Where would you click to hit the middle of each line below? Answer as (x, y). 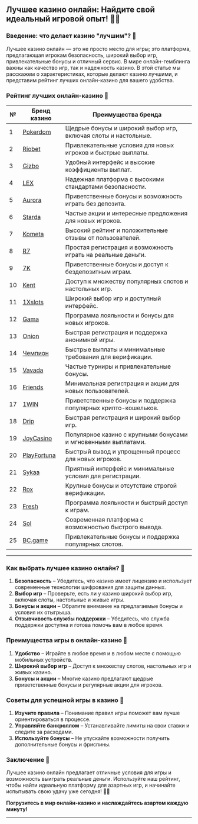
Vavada (33, 370)
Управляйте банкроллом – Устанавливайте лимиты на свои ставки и (102, 725)
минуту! (17, 809)
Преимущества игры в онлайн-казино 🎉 (67, 640)
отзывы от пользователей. (103, 237)
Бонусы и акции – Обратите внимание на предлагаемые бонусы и (99, 606)
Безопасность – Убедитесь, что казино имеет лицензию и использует (103, 581)
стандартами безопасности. (106, 186)
